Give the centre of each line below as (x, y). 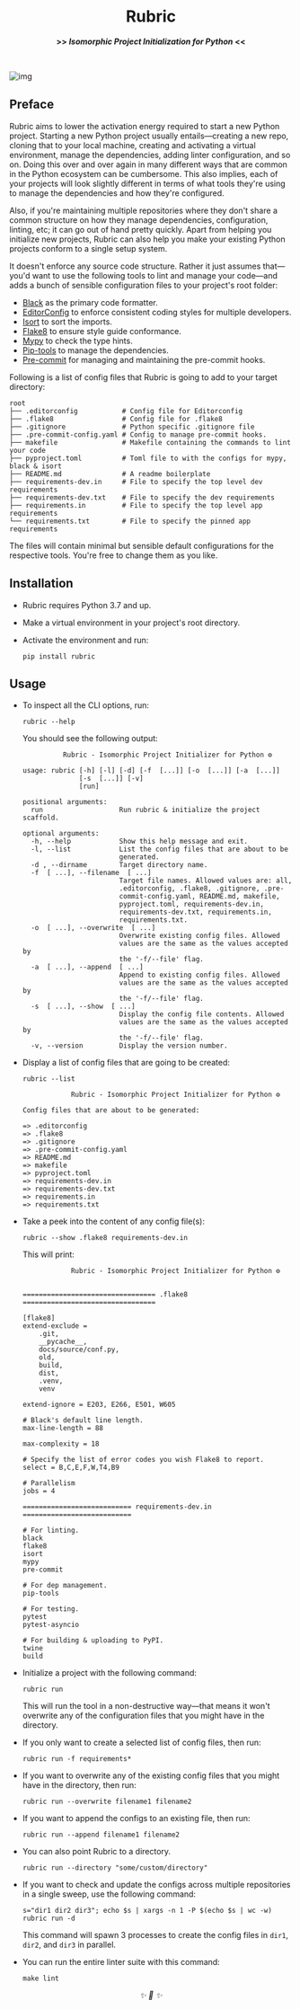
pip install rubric (59, 656)
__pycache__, (63, 1342)
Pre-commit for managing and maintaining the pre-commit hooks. (144, 359)
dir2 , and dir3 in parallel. (69, 1945)
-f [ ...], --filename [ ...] (91, 873)
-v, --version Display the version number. (129, 1046)
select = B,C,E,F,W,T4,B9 (71, 1468)
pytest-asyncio (51, 1625)
